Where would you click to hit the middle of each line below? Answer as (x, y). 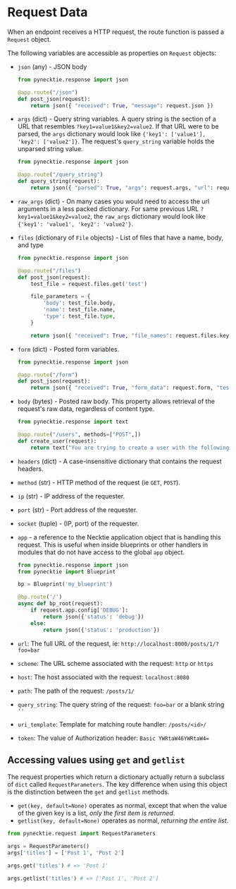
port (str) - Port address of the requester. (77, 510)
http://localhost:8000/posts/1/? (170, 644)
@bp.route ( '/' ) (40, 597)
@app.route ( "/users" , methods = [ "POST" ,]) (79, 435)
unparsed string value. (50, 149)
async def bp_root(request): (60, 604)
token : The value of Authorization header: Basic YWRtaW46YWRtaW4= (113, 738)
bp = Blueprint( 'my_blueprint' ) (65, 584)
